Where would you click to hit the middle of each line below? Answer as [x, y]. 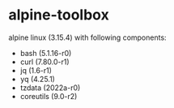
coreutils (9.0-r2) [49, 96]
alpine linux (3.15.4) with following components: [88, 37]
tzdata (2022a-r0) [50, 88]
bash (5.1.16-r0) [46, 53]
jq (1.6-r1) [36, 70]
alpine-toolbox [59, 15]
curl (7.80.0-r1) [45, 62]
